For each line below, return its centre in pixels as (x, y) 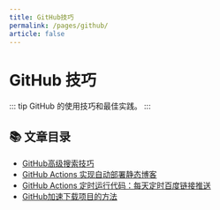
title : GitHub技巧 (42, 17)
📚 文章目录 (40, 136)
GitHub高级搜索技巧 (58, 163)
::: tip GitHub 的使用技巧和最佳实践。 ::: (80, 106)
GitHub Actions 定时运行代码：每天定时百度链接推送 (117, 185)
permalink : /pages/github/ (59, 26)
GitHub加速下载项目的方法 (69, 197)
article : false (37, 34)
